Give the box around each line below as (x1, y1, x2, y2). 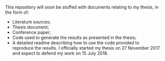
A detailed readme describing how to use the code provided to (12, 40, 139, 46)
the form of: (5, 9, 30, 15)
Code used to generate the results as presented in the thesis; (12, 34, 137, 40)
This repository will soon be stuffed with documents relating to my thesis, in (5, 4, 159, 10)
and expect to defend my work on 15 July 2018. (12, 50, 108, 56)
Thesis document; (12, 24, 49, 30)
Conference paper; (12, 30, 51, 35)
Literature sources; (12, 19, 51, 25)
